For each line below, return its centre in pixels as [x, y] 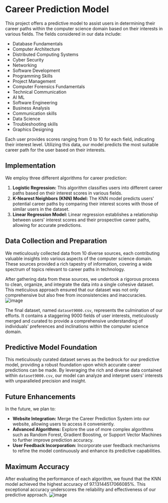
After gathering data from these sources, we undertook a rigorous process [82, 279]
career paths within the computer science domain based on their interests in [84, 28]
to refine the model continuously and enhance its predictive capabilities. [87, 451]
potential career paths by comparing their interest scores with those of [86, 204]
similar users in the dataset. [41, 209]
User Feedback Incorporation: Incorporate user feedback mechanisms [86, 446]
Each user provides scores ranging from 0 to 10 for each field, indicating [80, 139]
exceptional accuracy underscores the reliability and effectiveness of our [81, 489]
